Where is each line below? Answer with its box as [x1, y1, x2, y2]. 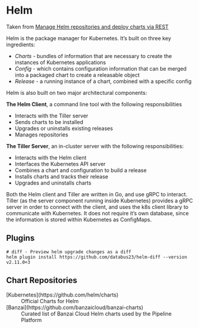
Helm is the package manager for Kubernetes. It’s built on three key [6, 34, 171, 42]
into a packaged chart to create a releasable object [14, 71, 140, 78]
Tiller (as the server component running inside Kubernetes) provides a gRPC [6, 197, 193, 204]
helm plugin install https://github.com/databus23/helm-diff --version [6, 254, 187, 260]
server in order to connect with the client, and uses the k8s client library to [6, 203, 189, 211]
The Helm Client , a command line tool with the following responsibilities [6, 100, 182, 107]
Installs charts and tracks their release [14, 173, 109, 180]
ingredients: [6, 41, 36, 48]
